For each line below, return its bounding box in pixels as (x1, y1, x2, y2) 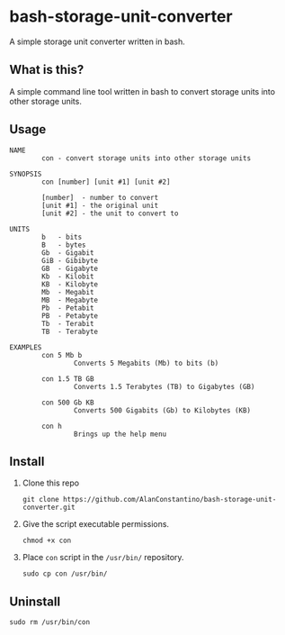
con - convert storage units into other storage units (41, 153, 252, 163)
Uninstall (9, 594, 61, 609)
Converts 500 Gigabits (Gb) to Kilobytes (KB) (73, 405, 252, 415)
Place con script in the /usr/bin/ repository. (22, 552, 184, 563)
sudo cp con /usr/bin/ (22, 569, 108, 578)
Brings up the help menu (73, 430, 167, 439)
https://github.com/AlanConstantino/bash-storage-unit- (62, 495, 277, 504)
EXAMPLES (9, 342, 42, 352)
